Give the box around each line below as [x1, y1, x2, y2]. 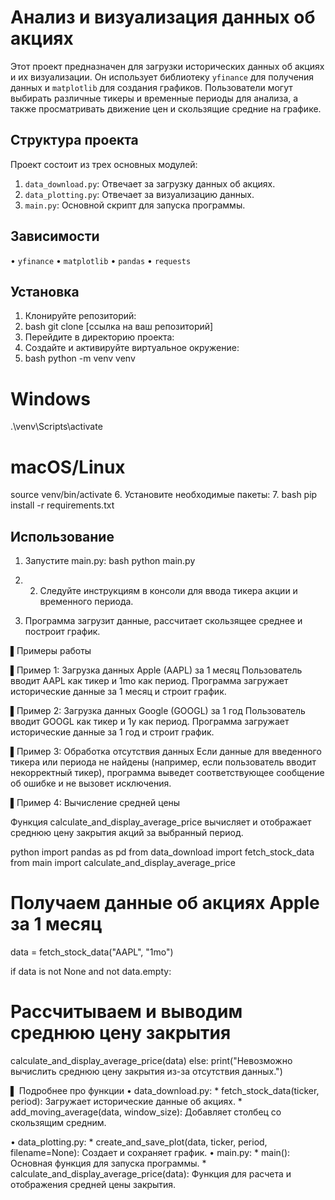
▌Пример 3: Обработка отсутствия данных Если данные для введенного [10, 746, 322, 758]
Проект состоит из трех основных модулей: [10, 158, 198, 170]
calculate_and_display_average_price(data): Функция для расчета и [10, 1167, 292, 1180]
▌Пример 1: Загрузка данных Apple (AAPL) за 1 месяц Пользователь [10, 664, 303, 676]
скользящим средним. [10, 1116, 107, 1128]
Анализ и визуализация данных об [10, 6, 316, 29]
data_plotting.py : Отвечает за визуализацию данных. [24, 188, 255, 200]
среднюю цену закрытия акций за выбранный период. [10, 827, 244, 839]
